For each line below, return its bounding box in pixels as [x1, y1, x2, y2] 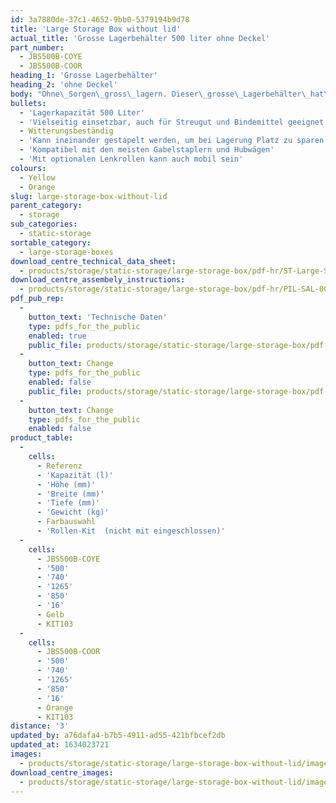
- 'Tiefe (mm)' [36, 498, 101, 508]
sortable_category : [10, 237, 92, 248]
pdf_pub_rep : [10, 294, 65, 304]
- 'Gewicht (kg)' [36, 507, 110, 518]
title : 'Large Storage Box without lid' [10, 24, 182, 34]
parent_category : [10, 201, 83, 211]
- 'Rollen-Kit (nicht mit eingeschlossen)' [36, 526, 226, 536]
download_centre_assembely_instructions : [10, 275, 186, 285]
